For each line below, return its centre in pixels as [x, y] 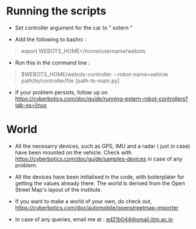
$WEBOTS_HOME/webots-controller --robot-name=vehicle [94, 74]
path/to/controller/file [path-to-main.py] [70, 81]
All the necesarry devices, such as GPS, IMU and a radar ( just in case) [103, 146]
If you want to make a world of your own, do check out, [83, 201]
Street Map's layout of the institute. [58, 189]
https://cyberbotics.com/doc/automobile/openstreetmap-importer [96, 207]
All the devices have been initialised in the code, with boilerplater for [100, 177]
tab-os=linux [31, 105]
